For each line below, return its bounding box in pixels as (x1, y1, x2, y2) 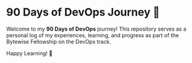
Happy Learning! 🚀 (6, 49, 53, 56)
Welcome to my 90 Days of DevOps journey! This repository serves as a (6, 25, 187, 32)
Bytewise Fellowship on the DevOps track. (6, 38, 112, 45)
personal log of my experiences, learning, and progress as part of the (6, 31, 179, 38)
